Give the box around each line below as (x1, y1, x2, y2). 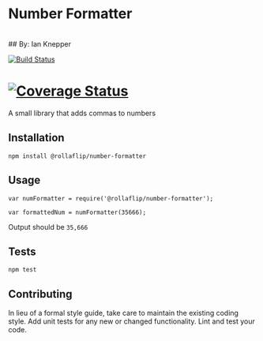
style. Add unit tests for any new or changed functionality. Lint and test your (8, 317, 255, 326)
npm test (8, 266, 37, 274)
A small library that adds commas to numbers (8, 108, 156, 118)
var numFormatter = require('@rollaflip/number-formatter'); (8, 194, 214, 202)
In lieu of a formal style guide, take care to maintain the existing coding (8, 309, 239, 318)
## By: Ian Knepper (8, 39, 71, 48)
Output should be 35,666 (8, 222, 88, 231)
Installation (8, 131, 65, 144)
